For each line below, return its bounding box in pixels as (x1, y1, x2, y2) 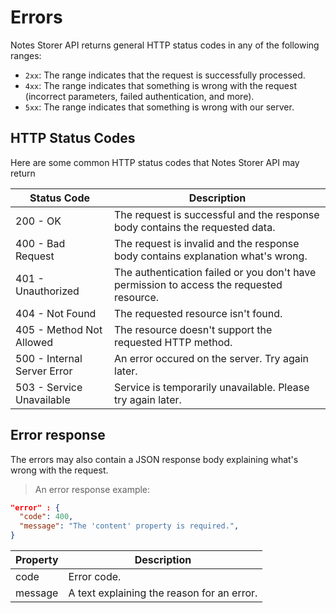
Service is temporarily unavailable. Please (114, 380, 310, 394)
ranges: (10, 49, 42, 61)
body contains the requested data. (114, 220, 276, 234)
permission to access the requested (114, 277, 283, 291)
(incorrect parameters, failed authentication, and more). (24, 90, 255, 102)
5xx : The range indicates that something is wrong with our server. (24, 101, 295, 113)
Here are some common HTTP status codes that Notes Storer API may (10, 156, 300, 168)
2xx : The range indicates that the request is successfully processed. (24, 69, 306, 81)
